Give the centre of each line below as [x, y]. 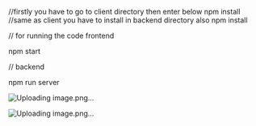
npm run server [34, 82]
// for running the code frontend [61, 36]
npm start [25, 51]
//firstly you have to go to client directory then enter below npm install [124, 12]
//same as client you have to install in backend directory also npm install [128, 20]
